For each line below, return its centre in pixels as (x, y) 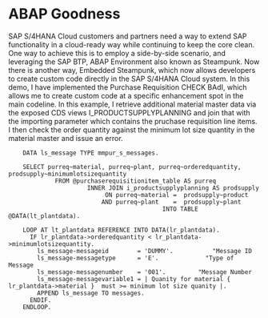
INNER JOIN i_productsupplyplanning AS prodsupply (173, 188)
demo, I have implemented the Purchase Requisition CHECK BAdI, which (128, 87)
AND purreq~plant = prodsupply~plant (171, 202)
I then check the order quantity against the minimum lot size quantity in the (132, 130)
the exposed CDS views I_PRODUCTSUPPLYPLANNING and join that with (129, 112)
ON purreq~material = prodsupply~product (177, 195)
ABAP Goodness (64, 14)
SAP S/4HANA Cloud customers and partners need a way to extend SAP (128, 36)
